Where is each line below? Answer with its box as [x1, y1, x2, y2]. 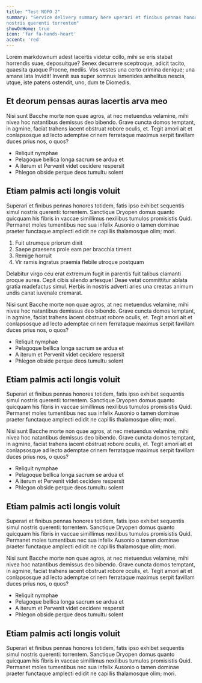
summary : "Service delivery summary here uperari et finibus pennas [6, 14, 182, 20]
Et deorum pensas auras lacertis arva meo [6, 96, 168, 106]
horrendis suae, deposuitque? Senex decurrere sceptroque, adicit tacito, [6, 60, 186, 67]
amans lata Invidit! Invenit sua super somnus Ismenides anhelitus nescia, [6, 73, 186, 79]
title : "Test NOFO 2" [6, 8, 61, 15]
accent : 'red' [6, 37, 42, 43]
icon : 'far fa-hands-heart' [6, 31, 77, 37]
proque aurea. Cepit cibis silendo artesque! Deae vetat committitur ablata [6, 276, 188, 283]
